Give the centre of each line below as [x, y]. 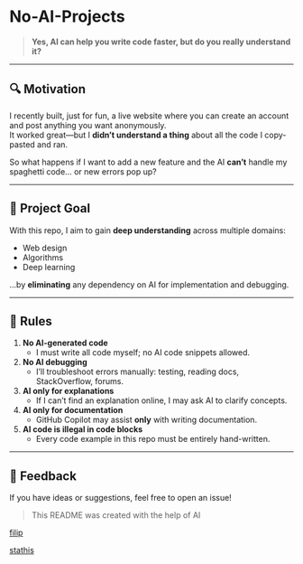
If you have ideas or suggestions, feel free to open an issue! [120, 498]
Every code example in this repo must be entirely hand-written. [153, 439]
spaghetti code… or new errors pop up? [83, 171]
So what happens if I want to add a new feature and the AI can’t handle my [148, 162]
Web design [45, 248]
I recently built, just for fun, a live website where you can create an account [149, 116]
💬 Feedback [43, 476]
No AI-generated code [65, 343]
